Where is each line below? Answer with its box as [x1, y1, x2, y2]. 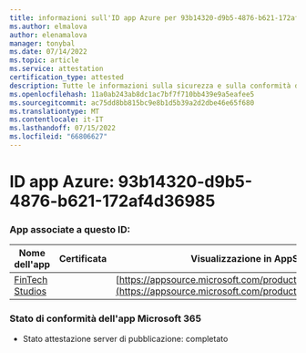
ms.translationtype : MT [9, 107, 100, 116]
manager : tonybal [9, 38, 76, 48]
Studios [14, 285, 47, 297]
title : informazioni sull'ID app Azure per [9, 13, 178, 23]
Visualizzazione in [190, 253, 272, 265]
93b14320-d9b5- [117, 171, 253, 192]
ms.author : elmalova [9, 22, 88, 31]
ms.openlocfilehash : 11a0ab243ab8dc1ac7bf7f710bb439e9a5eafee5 [9, 89, 255, 99]
